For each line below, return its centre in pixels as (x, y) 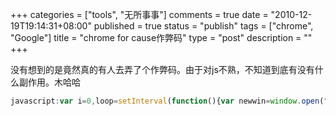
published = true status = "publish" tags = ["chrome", (203, 26)
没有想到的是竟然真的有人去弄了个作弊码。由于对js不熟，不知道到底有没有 (162, 69)
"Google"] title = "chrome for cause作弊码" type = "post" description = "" (161, 37)
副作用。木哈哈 (49, 82)
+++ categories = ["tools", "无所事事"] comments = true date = (139, 14)
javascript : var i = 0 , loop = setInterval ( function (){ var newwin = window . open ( (167, 101)
